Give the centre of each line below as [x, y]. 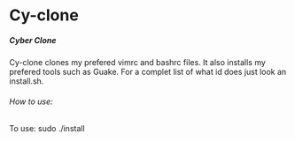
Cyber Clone [33, 40]
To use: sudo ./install [47, 129]
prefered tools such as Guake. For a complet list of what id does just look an [148, 72]
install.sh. [27, 81]
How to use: [31, 101]
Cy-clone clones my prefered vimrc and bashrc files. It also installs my [137, 63]
